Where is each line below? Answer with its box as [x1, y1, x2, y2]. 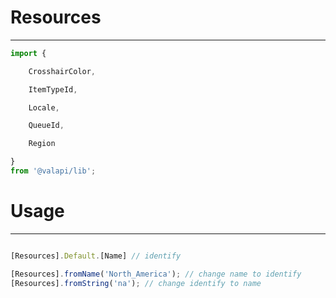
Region [28, 139, 56, 149]
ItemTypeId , [28, 84, 78, 95]
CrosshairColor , [28, 66, 97, 76]
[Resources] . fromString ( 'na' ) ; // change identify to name [10, 278, 262, 288]
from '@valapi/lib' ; [10, 166, 97, 176]
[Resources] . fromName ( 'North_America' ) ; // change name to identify [10, 269, 302, 279]
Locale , [28, 102, 60, 113]
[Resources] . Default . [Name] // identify [10, 251, 182, 261]
